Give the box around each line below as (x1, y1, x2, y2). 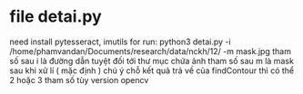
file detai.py (9, 6, 102, 27)
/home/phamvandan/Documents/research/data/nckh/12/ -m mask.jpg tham (9, 45, 291, 56)
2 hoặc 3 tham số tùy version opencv (9, 74, 149, 85)
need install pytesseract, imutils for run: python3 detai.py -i (9, 36, 231, 47)
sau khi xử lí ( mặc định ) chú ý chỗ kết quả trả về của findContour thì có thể (9, 65, 294, 76)
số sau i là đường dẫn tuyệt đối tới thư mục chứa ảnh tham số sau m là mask (9, 55, 294, 66)
